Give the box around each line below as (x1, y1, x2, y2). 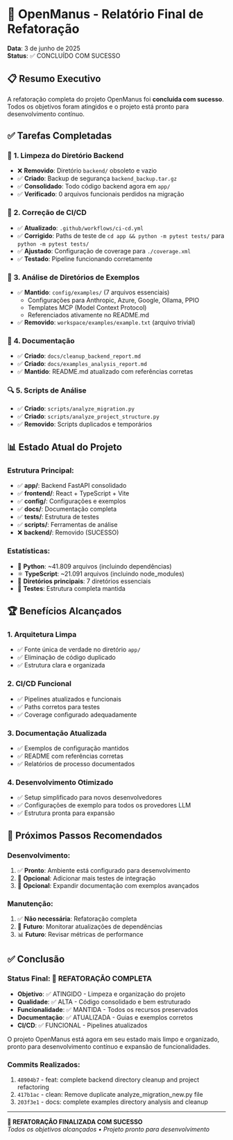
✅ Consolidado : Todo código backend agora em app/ (17, 182, 171, 191)
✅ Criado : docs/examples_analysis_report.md (17, 360, 148, 368)
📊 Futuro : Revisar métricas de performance (17, 931, 144, 939)
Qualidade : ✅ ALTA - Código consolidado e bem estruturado (17, 997, 191, 1006)
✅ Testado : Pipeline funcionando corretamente (17, 254, 153, 263)
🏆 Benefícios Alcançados (7, 605, 122, 617)
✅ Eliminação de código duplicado (17, 654, 116, 662)
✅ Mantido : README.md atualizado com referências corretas (17, 367, 193, 376)
